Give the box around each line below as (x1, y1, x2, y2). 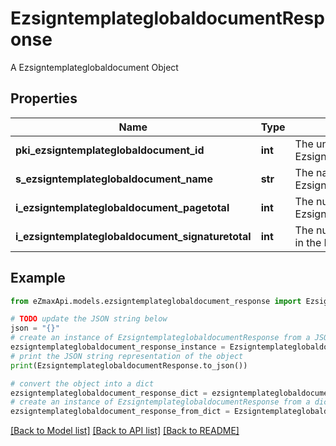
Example (10, 270, 66, 287)
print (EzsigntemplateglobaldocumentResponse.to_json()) (10, 360, 248, 371)
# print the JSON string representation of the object (10, 351, 244, 361)
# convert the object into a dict (10, 378, 155, 389)
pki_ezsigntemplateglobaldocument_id (15, 143, 205, 157)
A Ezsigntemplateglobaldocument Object (10, 61, 179, 73)
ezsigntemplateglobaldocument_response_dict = (10, 388, 208, 398)
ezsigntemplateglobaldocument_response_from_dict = (10, 407, 230, 417)
